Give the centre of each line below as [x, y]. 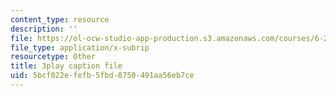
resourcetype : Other [53, 57]
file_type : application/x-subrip [80, 47]
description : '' [44, 29]
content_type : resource [60, 19]
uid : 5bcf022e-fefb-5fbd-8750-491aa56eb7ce [102, 76]
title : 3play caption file [66, 66]
